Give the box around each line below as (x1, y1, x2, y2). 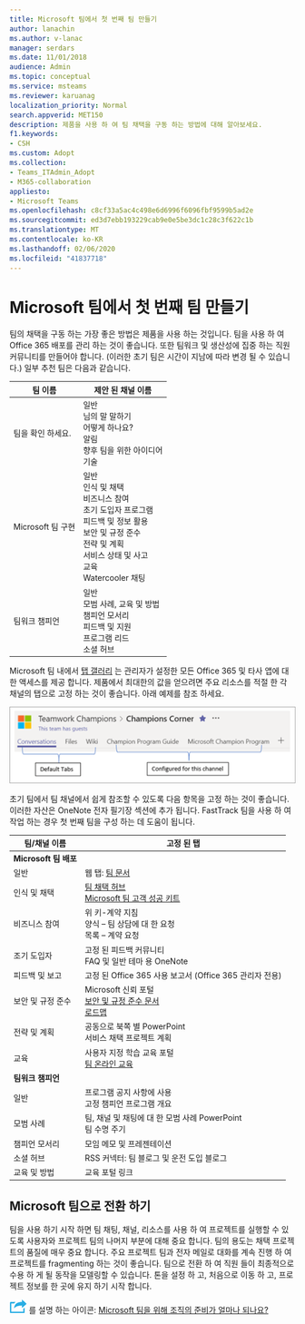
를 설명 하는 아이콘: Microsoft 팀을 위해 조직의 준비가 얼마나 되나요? (28, 1305, 270, 1316)
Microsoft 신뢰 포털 (84, 985, 154, 995)
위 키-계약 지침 (84, 907, 139, 918)
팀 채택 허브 (84, 881, 126, 893)
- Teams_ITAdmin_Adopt (9, 168, 95, 177)
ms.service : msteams (9, 82, 88, 91)
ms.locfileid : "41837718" (9, 254, 107, 263)
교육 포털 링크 (84, 1167, 133, 1178)
